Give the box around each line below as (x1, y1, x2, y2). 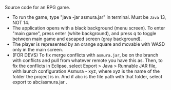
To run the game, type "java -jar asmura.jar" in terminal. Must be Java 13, (12, 14, 166, 20)
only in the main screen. (12, 47, 64, 52)
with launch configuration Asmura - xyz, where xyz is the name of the (12, 68, 160, 74)
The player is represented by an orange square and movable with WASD (12, 41, 165, 47)
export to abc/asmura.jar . (12, 79, 67, 85)
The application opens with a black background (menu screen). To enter (12, 25, 165, 31)
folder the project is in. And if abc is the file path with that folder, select (12, 74, 163, 79)
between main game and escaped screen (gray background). (12, 36, 142, 42)
